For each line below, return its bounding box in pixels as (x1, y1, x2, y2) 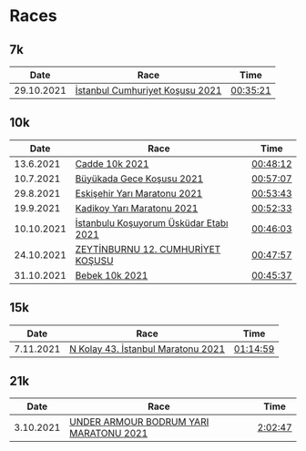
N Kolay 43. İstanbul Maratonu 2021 (69, 343, 226, 355)
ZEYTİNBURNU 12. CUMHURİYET (75, 242, 221, 255)
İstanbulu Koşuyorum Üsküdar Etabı (75, 216, 229, 229)
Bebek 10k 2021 (75, 269, 148, 282)
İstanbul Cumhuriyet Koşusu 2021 (75, 84, 222, 97)
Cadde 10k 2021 (75, 157, 149, 169)
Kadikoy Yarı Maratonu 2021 (75, 201, 199, 214)
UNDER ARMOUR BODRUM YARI (69, 415, 209, 428)
